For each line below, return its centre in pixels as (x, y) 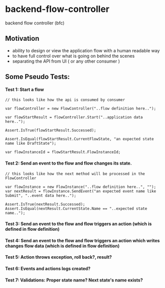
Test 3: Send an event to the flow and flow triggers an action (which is (79, 224)
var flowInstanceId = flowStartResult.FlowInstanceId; (63, 152)
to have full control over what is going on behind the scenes (73, 56)
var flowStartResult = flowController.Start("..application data (74, 117)
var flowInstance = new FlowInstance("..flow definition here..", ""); (81, 187)
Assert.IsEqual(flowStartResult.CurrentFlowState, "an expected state (80, 139)
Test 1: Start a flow (25, 89)
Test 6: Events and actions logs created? (48, 268)
